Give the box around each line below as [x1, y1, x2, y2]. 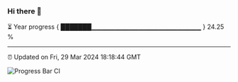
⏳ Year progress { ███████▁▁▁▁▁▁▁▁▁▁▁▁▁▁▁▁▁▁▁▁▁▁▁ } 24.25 [7, 22, 225, 31]
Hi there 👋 [7, 6, 42, 16]
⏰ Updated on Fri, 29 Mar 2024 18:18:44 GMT [7, 53, 142, 62]
